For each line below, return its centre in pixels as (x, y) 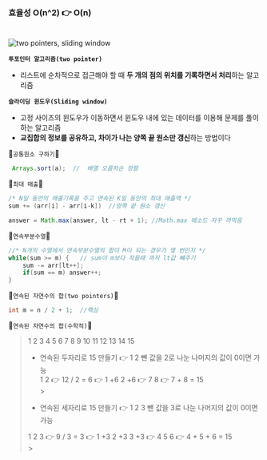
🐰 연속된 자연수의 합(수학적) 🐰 (50, 325)
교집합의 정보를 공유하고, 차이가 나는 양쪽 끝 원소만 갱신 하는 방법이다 (125, 138)
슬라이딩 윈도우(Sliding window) (58, 102)
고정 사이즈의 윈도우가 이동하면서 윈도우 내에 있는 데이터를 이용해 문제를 (132, 118)
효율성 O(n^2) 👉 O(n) (50, 12)
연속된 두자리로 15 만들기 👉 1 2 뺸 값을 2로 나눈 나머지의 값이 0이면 (145, 357)
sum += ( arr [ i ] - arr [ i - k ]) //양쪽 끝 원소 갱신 (87, 206)
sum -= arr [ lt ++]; (53, 265)
